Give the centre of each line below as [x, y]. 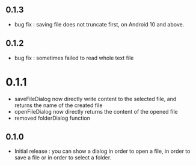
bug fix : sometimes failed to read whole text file [74, 58]
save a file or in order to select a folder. [63, 158]
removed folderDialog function [52, 118]
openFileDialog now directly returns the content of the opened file [96, 111]
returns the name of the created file [58, 105]
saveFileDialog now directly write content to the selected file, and [95, 99]
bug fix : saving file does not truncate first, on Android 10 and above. [99, 24]
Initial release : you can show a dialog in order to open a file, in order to [102, 151]
